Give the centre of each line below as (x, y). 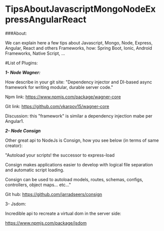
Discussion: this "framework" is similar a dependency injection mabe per (79, 116)
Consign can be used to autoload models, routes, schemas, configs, (74, 179)
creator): (14, 145)
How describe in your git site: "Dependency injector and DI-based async (79, 82)
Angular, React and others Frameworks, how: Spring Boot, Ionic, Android (79, 48)
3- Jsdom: (16, 204)
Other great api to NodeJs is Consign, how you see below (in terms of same (82, 140)
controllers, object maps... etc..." (38, 185)
